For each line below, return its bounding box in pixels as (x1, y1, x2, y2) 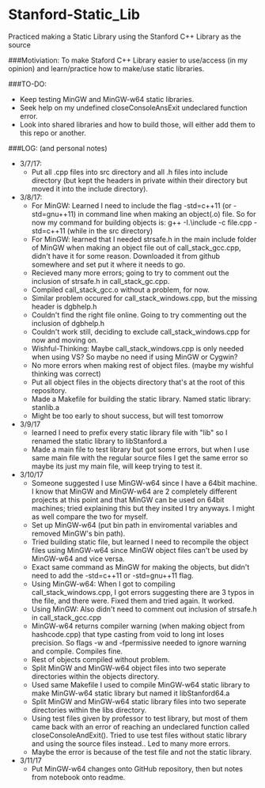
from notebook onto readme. (31, 772, 126, 782)
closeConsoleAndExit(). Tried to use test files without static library (31, 730, 248, 740)
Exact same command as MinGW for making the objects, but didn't (31, 562, 250, 571)
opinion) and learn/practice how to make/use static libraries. (8, 63, 205, 73)
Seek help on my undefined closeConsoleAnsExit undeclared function (19, 103, 248, 112)
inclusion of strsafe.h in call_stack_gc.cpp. (31, 276, 170, 286)
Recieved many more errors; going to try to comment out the (31, 267, 229, 278)
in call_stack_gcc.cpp (31, 612, 102, 622)
